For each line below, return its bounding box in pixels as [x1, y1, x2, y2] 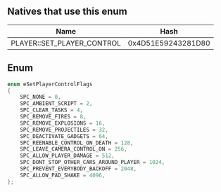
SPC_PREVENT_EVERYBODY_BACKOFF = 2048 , [20, 165, 137, 172]
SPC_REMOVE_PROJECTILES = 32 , [20, 126, 109, 133]
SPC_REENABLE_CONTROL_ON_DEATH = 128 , [20, 139, 134, 146]
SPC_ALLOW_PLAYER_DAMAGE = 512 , [20, 152, 115, 160]
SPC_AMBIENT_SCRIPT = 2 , [20, 100, 93, 107]
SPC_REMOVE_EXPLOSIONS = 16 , [20, 119, 106, 127]
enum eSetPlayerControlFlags [7, 81, 93, 88]
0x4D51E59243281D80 [127, 38, 210, 48]
